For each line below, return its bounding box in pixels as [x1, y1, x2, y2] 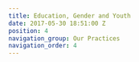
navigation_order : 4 [8, 42, 78, 50]
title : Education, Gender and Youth [8, 11, 131, 20]
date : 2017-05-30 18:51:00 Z [8, 19, 106, 27]
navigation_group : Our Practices [8, 34, 121, 43]
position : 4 [8, 27, 48, 35]
